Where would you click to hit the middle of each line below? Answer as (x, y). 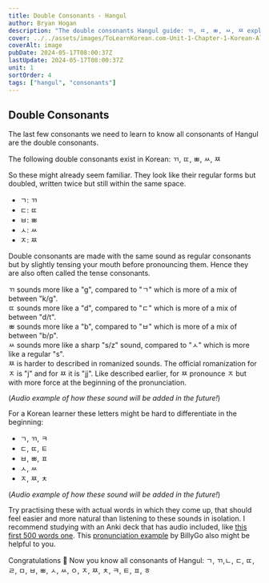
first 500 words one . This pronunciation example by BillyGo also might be (129, 536)
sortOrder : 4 (30, 75)
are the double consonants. (53, 143)
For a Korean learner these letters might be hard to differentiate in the (123, 413)
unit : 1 (21, 68)
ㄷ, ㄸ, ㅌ (34, 449)
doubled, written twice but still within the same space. (97, 184)
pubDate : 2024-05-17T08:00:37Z (60, 53)
